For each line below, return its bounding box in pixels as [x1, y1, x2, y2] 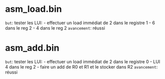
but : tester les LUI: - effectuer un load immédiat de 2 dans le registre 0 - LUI [5, 58, 160, 65]
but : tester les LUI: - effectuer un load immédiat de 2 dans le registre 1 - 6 [5, 20, 155, 26]
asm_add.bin [5, 42, 59, 54]
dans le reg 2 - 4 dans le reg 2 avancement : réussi [5, 25, 106, 31]
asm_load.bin [5, 3, 62, 15]
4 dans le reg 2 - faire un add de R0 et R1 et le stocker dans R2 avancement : [5, 64, 158, 70]
